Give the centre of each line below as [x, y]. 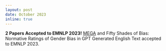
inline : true [19, 19]
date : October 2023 [26, 14]
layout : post [19, 10]
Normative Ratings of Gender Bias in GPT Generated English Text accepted [83, 38]
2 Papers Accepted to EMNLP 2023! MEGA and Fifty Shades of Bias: [77, 33]
